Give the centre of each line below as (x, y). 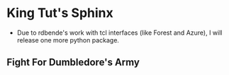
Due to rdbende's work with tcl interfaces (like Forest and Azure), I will (119, 33)
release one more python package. (68, 40)
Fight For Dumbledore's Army (73, 63)
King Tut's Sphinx (60, 13)
